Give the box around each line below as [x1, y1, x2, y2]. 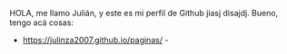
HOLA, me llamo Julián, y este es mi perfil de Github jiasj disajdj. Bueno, [9, 8, 279, 18]
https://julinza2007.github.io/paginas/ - [22, 35, 169, 45]
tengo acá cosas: [9, 17, 74, 28]
